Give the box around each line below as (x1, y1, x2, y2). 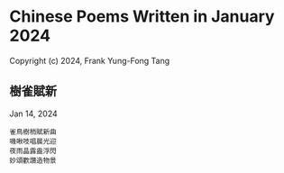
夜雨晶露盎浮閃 (9, 146, 57, 155)
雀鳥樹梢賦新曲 (9, 127, 57, 136)
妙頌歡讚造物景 (9, 156, 57, 165)
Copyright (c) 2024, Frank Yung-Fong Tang (9, 55, 170, 66)
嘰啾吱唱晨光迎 (9, 137, 57, 146)
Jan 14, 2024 (9, 108, 59, 119)
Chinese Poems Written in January (9, 6, 275, 27)
